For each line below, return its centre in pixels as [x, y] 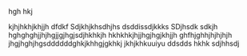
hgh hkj [21, 11]
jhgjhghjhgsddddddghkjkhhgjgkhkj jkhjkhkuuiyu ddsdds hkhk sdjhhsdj [124, 43]
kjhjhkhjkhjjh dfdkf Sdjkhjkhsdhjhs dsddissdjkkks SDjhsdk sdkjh [113, 26]
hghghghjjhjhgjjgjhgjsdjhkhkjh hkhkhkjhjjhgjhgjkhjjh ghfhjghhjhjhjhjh [120, 35]
